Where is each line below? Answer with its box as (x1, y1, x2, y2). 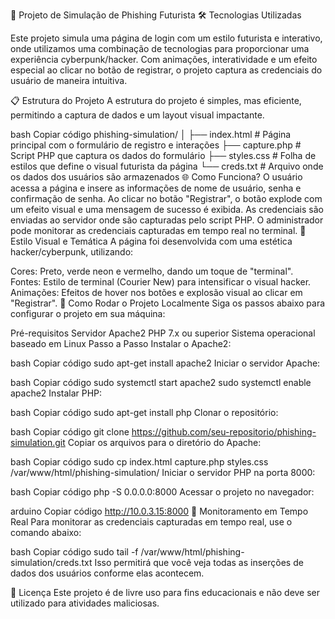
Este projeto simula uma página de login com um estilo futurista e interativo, (10, 32, 323, 44)
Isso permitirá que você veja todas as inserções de (94, 557, 304, 568)
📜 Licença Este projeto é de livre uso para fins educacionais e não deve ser (10, 587, 321, 598)
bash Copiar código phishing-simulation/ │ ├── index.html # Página (10, 129, 292, 140)
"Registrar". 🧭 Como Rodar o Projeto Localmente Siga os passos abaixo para (10, 297, 326, 309)
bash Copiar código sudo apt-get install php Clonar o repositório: (10, 407, 279, 418)
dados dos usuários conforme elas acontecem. (10, 567, 205, 579)
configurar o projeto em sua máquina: (10, 308, 166, 319)
